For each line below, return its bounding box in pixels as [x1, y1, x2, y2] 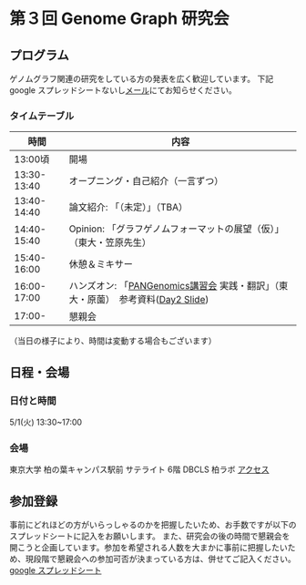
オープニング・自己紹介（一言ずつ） [68, 175, 224, 188]
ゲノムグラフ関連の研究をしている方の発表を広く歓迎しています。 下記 [9, 74, 274, 84]
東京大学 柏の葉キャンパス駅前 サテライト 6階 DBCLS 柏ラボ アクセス [9, 464, 270, 475]
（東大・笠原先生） [68, 236, 152, 249]
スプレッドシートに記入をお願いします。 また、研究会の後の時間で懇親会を [9, 530, 291, 542]
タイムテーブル [9, 109, 75, 122]
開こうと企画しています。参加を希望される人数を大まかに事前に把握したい [9, 542, 289, 553]
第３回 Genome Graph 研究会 [9, 8, 229, 29]
